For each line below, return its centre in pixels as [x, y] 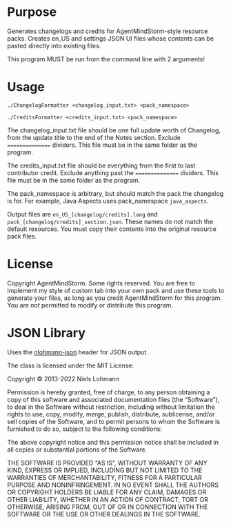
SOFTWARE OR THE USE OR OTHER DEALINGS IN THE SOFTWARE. [104, 514]
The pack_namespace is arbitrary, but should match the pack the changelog [115, 193]
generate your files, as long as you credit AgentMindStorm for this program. [115, 298]
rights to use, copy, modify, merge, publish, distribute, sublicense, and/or [111, 414]
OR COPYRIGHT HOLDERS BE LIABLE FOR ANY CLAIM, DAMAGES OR [107, 492]
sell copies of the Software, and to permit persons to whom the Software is [114, 421]
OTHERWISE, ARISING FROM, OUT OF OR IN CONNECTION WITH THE [108, 507]
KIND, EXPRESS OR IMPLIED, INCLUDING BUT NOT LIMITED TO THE [105, 470]
